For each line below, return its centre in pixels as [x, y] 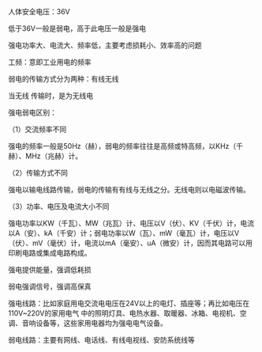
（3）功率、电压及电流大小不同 [59, 206]
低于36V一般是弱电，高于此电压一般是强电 [77, 28]
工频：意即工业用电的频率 [50, 62]
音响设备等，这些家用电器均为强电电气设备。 [94, 323]
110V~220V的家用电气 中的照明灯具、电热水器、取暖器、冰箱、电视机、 [124, 313]
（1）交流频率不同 [37, 129]
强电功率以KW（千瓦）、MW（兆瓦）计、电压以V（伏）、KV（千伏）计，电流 [131, 223]
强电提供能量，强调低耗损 [50, 270]
